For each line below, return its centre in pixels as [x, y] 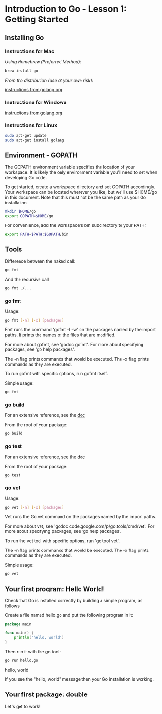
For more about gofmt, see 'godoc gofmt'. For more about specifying [74, 345]
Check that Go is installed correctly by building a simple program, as [74, 601]
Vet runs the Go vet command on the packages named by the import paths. [81, 516]
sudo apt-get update [26, 136]
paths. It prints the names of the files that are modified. [60, 335]
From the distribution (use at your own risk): [49, 80]
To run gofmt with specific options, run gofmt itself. [57, 374]
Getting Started [37, 19]
